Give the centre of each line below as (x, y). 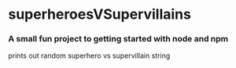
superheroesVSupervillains (100, 14)
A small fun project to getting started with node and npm (118, 39)
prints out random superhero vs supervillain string (89, 55)
